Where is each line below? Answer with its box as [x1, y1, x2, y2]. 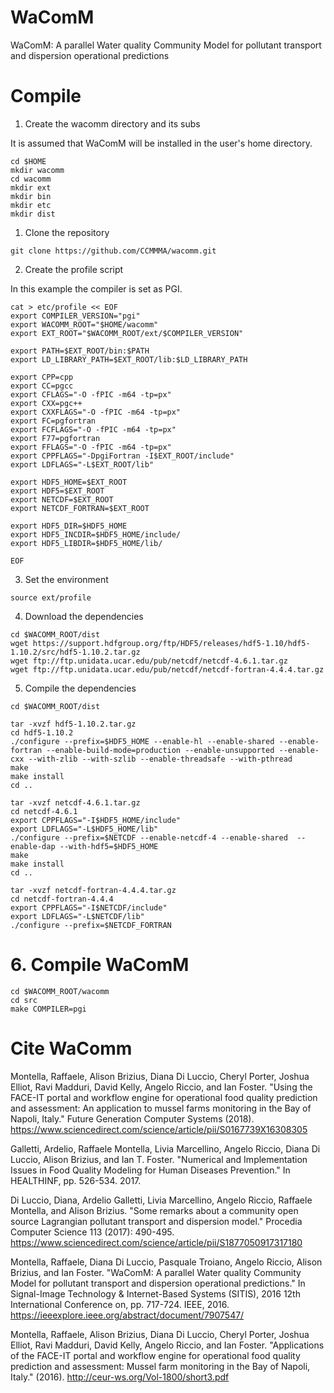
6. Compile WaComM [10, 954, 190, 976]
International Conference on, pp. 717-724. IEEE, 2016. [10, 1298, 230, 1310]
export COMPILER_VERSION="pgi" [10, 311, 141, 321]
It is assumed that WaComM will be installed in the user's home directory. [10, 137, 313, 149]
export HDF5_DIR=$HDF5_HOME [10, 521, 128, 531]
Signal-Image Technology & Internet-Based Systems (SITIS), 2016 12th [10, 1287, 301, 1300]
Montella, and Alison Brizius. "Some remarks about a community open [10, 1204, 299, 1216]
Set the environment [24, 573, 109, 585]
